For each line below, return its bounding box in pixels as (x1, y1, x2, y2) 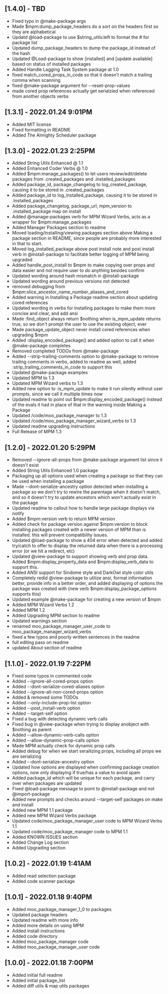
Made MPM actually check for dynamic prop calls (12, 743, 115, 749)
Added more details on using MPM (12, 922, 84, 928)
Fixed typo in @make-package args (12, 18, 86, 24)
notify (12, 511, 25, 517)
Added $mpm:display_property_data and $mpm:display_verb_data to (12, 559, 154, 565)
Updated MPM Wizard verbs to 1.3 (12, 380, 83, 386)
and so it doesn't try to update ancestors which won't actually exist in (12, 494, 156, 501)
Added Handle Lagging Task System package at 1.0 (12, 66, 119, 72)
